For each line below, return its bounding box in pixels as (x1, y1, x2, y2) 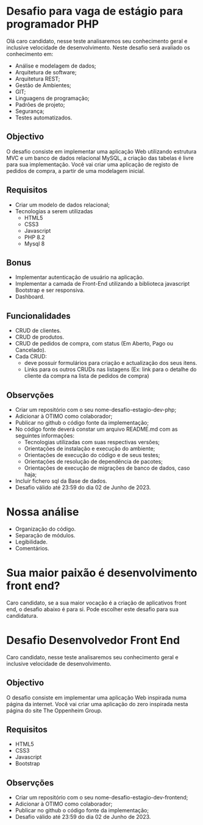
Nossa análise (6, 505, 79, 519)
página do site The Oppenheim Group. (6, 707, 102, 714)
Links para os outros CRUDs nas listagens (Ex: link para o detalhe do (24, 366, 197, 373)
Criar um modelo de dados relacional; (15, 201, 110, 208)
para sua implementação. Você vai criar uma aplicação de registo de (6, 160, 179, 168)
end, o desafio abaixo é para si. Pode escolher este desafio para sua (6, 605, 179, 613)
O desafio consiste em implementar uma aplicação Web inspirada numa (6, 693, 187, 701)
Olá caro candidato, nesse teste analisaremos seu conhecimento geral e (6, 37, 188, 44)
